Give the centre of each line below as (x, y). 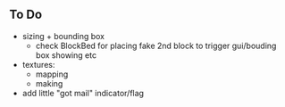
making (49, 83)
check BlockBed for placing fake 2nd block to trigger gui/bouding (156, 45)
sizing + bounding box (63, 36)
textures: (38, 64)
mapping (52, 74)
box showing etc (66, 55)
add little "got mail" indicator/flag (83, 93)
